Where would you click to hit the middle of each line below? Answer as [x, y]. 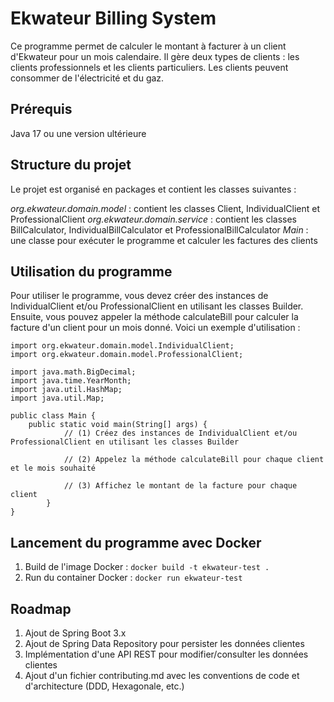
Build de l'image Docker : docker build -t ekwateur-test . [147, 567]
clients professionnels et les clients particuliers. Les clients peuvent [149, 67]
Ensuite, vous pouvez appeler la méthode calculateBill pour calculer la [154, 317]
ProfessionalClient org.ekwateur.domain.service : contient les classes [153, 219]
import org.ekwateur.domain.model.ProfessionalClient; [127, 355]
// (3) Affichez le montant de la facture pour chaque [180, 486]
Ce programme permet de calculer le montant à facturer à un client [148, 46]
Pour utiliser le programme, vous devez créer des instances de [139, 296]
